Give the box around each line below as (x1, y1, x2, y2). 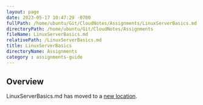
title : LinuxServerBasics (6, 43, 72, 49)
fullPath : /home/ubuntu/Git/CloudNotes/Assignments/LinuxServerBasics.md (6, 20, 198, 26)
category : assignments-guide (6, 54, 83, 60)
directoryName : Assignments (6, 49, 78, 55)
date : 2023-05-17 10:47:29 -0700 (6, 15, 91, 21)
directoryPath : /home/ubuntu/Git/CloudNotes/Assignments (6, 25, 154, 32)
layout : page (6, 8, 40, 15)
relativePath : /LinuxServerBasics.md (6, 37, 102, 43)
